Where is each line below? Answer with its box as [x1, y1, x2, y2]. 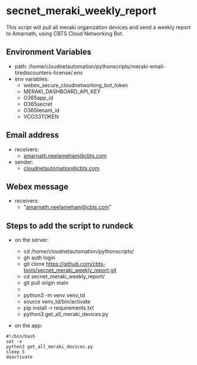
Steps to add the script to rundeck [6, 220, 133, 231]
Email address [6, 130, 59, 140]
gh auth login [23, 254, 56, 261]
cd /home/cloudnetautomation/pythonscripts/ [23, 248, 134, 255]
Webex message [6, 181, 69, 191]
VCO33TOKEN [23, 113, 59, 120]
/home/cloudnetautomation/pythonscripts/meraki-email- [28, 63, 166, 70]
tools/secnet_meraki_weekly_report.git [23, 267, 117, 274]
